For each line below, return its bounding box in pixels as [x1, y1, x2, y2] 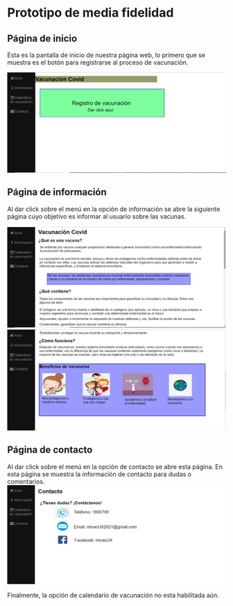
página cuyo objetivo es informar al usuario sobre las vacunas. [7, 212, 187, 220]
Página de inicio [7, 33, 78, 44]
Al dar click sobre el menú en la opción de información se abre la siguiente [7, 205, 221, 213]
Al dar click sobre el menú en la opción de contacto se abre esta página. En [7, 462, 223, 471]
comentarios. [7, 477, 45, 485]
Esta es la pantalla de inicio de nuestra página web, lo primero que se [7, 51, 206, 59]
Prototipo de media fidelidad [7, 5, 174, 21]
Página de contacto [7, 444, 93, 456]
